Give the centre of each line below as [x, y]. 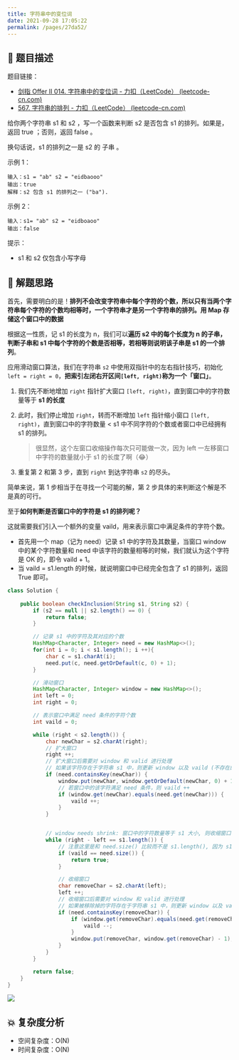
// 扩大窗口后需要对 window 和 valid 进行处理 [108, 762]
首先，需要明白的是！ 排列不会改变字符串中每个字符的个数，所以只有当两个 [116, 301]
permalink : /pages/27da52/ [47, 27]
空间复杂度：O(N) [43, 1041]
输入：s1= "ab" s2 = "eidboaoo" [54, 222]
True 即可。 [34, 577]
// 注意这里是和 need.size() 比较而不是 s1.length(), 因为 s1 [145, 846]
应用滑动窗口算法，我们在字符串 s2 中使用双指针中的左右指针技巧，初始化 [115, 367]
